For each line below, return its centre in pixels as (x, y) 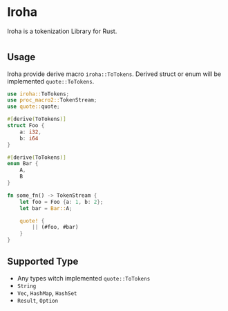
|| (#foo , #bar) (55, 227)
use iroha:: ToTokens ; (38, 94)
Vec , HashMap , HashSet (47, 293)
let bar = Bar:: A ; (46, 208)
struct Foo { (26, 126)
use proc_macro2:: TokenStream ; (52, 100)
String (27, 286)
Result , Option (38, 300)
